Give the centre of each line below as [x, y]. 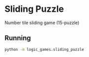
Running [18, 38]
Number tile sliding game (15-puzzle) [42, 23]
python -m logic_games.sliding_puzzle [44, 49]
